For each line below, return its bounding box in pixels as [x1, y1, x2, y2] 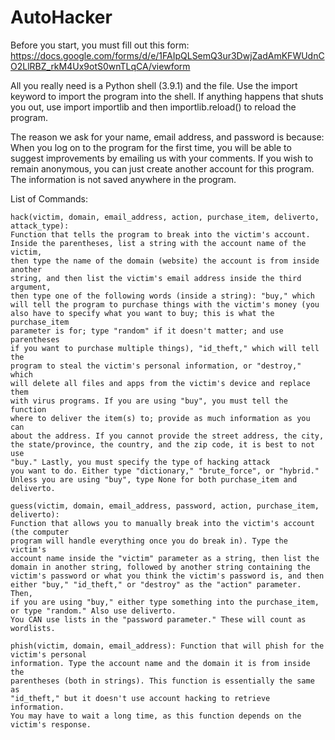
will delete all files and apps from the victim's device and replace [10, 378, 311, 388]
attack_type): [10, 221, 70, 231]
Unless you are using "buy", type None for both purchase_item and [10, 474, 298, 485]
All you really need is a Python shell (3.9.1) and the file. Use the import [10, 79, 298, 91]
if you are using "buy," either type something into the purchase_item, [10, 597, 320, 607]
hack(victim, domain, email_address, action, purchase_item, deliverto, [10, 212, 320, 222]
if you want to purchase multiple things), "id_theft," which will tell [10, 343, 320, 353]
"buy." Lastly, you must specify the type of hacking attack [10, 457, 271, 467]
